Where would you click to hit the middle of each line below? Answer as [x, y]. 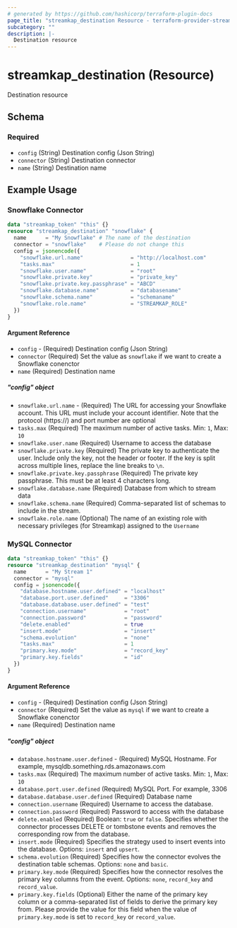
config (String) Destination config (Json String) [86, 152]
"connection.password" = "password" [91, 618]
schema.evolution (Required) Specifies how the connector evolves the [119, 857]
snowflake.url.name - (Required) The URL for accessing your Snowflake [122, 405]
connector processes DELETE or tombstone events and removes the [117, 826]
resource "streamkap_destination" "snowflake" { [80, 231]
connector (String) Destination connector [77, 160]
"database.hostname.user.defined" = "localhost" [93, 592]
